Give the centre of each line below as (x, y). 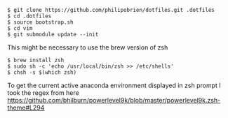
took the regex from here (43, 93)
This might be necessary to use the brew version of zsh (88, 47)
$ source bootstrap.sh (40, 22)
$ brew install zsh (36, 60)
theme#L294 (26, 108)
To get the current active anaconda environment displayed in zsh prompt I (114, 85)
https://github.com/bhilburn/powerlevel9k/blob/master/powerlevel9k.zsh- (114, 100)
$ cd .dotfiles (29, 16)
